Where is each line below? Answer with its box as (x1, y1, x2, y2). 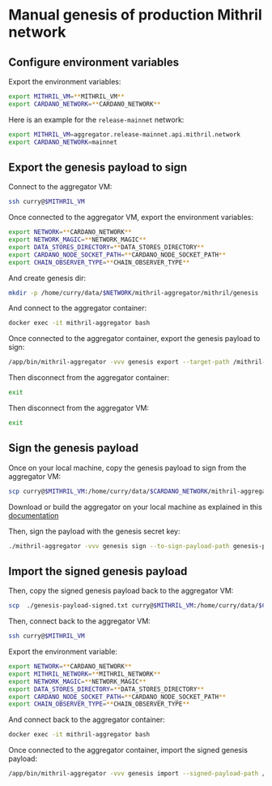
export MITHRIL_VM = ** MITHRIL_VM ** (8, 93, 125, 101)
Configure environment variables (8, 55, 180, 69)
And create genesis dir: (8, 273, 87, 283)
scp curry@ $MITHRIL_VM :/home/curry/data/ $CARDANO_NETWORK (8, 487, 208, 495)
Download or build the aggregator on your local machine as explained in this (8, 502, 263, 512)
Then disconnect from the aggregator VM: (8, 404, 150, 413)
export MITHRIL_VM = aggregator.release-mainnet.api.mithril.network (8, 130, 241, 139)
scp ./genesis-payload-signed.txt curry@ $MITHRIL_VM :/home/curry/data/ (8, 602, 259, 610)
